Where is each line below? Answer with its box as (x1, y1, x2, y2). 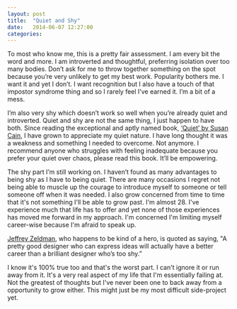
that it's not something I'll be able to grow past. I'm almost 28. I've (7, 198, 200, 207)
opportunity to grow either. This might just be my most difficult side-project (7, 286, 226, 295)
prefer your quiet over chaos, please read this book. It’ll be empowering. (7, 154, 218, 163)
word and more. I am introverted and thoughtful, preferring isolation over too (7, 58, 230, 66)
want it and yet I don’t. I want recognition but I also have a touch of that (7, 80, 214, 89)
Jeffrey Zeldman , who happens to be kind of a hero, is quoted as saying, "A (7, 234, 228, 243)
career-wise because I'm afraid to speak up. (7, 221, 137, 229)
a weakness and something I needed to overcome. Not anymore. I (7, 139, 200, 148)
